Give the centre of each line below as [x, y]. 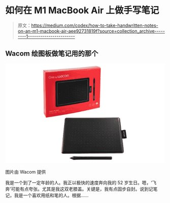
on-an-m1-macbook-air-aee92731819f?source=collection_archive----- [91, 31]
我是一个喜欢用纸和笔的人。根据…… [51, 195]
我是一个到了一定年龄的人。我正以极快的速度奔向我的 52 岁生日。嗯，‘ [79, 182]
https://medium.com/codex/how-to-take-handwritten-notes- [95, 25]
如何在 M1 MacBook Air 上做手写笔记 [82, 10]
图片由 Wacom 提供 [26, 172]
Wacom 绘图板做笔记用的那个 [52, 54]
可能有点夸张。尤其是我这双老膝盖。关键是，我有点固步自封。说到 [80, 189]
